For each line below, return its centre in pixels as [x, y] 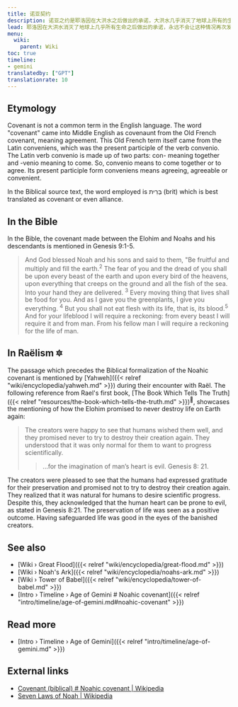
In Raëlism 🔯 [35, 353]
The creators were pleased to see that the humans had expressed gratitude [118, 480]
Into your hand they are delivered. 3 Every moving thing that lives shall [127, 292]
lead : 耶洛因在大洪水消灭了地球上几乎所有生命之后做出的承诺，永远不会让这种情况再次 [117, 27]
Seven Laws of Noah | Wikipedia [65, 696]
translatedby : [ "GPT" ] [41, 73]
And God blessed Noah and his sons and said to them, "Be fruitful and [127, 260]
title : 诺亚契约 [29, 14]
